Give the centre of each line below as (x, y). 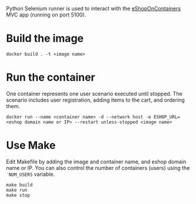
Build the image (45, 39)
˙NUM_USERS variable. (31, 174)
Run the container (51, 77)
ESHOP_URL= (167, 117)
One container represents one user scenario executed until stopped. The (94, 93)
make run (17, 190)
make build (19, 185)
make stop (18, 195)
